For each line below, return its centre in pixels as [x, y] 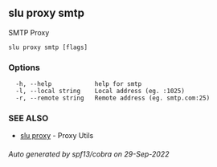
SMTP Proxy [29, 32]
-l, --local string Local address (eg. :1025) [100, 92]
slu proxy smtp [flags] [48, 47]
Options [24, 67]
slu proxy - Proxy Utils [57, 136]
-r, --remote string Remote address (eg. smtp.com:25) [113, 98]
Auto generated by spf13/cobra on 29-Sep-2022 [89, 154]
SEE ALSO [29, 118]
